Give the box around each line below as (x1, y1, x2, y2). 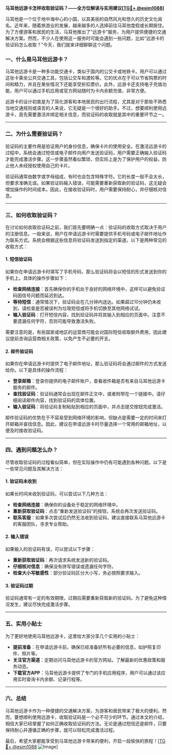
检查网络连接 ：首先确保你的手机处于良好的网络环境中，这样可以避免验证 (12, 286, 165, 292)
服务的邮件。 (12, 384, 40, 390)
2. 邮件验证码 (5, 348, 33, 354)
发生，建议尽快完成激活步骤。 (9, 601, 73, 607)
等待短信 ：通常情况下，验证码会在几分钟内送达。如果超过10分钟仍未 (12, 299, 157, 305)
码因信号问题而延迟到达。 (12, 293, 67, 299)
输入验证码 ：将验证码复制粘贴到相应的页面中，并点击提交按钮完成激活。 (12, 404, 165, 410)
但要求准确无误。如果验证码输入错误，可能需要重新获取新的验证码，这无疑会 (5, 179, 167, 186)
